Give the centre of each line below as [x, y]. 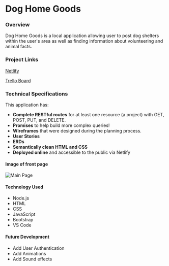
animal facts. [19, 47]
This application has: [27, 105]
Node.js [21, 198]
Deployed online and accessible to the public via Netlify [72, 152]
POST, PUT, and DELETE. [39, 120]
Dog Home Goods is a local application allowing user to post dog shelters [82, 36]
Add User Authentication [38, 248]
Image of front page [27, 164]
